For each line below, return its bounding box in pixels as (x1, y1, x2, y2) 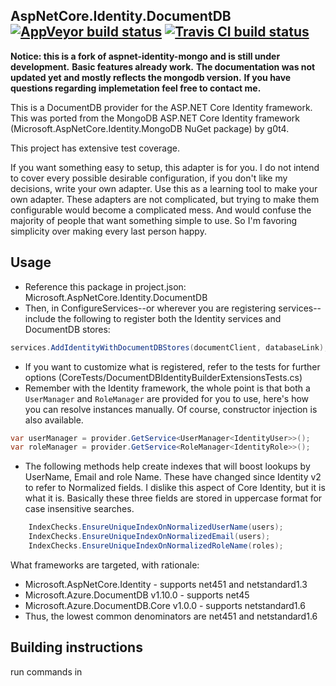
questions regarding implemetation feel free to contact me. (10, 82, 262, 94)
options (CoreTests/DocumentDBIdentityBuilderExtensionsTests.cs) (24, 371, 303, 383)
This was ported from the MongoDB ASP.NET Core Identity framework (10, 112, 301, 124)
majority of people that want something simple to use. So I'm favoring (10, 214, 298, 226)
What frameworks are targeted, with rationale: (10, 559, 200, 571)
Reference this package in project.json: (24, 280, 187, 293)
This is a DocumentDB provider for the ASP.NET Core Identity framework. (10, 101, 313, 113)
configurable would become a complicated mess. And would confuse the (10, 204, 312, 216)
